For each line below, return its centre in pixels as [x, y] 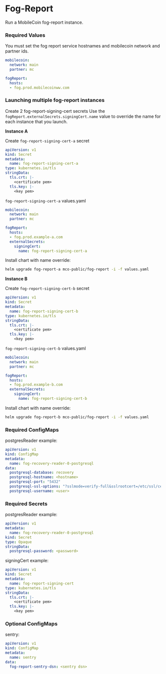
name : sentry [23, 657]
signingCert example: [27, 561]
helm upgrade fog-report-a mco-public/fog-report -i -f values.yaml [77, 269]
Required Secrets [26, 504]
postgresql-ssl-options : [35, 486]
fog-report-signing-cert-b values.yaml [46, 348]
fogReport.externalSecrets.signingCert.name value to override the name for [83, 116]
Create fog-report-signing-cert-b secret [47, 289]
